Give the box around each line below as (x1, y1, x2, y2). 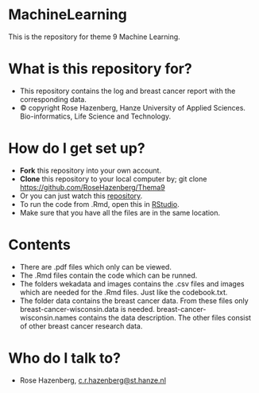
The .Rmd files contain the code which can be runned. (19, 270, 198, 280)
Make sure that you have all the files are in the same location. (19, 208, 221, 217)
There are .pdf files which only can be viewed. (19, 262, 172, 271)
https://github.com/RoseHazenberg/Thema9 (19, 182, 165, 192)
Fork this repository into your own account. (19, 165, 161, 175)
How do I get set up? (8, 139, 145, 158)
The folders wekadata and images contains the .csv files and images (19, 278, 245, 288)
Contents (8, 236, 72, 254)
